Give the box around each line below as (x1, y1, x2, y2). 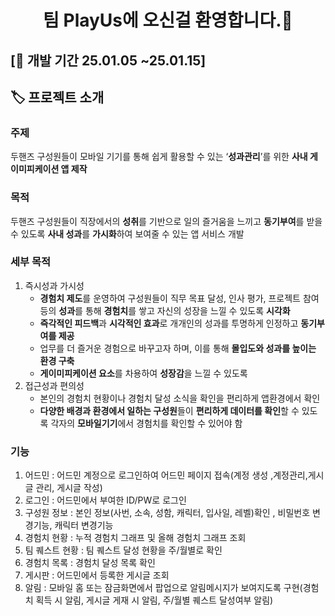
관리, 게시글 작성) (35, 482, 103, 494)
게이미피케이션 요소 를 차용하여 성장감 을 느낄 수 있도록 (39, 367, 248, 379)
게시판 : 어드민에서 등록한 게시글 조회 (24, 569, 170, 581)
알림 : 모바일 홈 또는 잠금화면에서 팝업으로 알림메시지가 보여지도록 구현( (24, 582, 303, 594)
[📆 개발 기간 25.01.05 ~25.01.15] (10, 52, 207, 69)
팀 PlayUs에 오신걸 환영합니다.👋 (43, 9, 293, 32)
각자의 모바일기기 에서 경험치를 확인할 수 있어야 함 (50, 417, 243, 429)
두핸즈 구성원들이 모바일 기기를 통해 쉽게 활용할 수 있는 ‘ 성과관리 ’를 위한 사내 (10, 151, 308, 163)
